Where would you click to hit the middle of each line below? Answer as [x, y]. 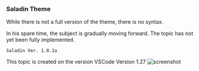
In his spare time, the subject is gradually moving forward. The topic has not [100, 33]
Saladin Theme [28, 9]
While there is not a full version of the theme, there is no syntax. [85, 22]
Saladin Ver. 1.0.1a [32, 51]
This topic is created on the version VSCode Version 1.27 [76, 62]
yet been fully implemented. [41, 40]
